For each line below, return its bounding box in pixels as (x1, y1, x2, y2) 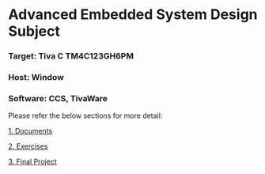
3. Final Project (8, 157, 57, 167)
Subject (8, 22, 61, 40)
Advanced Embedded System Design (8, 6, 258, 24)
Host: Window (8, 72, 65, 83)
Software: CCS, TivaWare (8, 93, 108, 104)
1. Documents (8, 127, 53, 136)
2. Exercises (8, 142, 48, 151)
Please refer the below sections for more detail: (8, 111, 163, 120)
